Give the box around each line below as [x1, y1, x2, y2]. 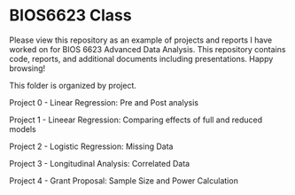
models [9, 123, 37, 134]
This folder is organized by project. [9, 80, 137, 90]
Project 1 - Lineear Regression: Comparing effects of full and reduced [9, 114, 263, 125]
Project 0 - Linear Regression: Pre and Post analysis [9, 97, 199, 107]
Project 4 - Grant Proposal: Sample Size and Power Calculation [9, 175, 239, 186]
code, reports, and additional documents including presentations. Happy [9, 53, 274, 64]
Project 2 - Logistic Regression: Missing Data [9, 141, 174, 152]
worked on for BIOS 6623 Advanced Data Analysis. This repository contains [9, 43, 286, 54]
